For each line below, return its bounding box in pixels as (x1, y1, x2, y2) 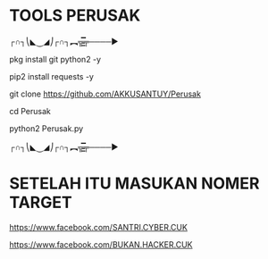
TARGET (9, 193, 73, 213)
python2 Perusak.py (9, 122, 84, 134)
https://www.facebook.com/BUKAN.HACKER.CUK (9, 238, 193, 250)
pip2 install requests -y (9, 71, 94, 81)
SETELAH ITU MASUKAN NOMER (9, 173, 260, 194)
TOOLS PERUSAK (9, 5, 141, 26)
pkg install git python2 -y (9, 54, 101, 64)
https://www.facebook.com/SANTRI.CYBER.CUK (9, 221, 188, 232)
